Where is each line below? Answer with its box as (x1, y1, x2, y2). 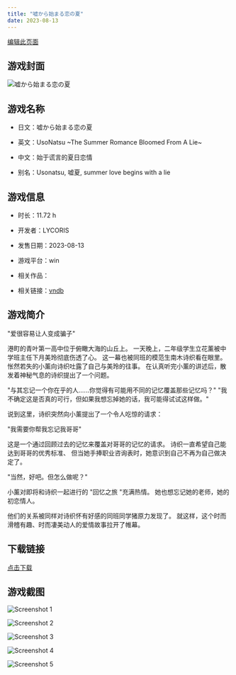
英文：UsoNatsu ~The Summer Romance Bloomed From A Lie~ (17, 138, 203, 147)
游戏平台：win (17, 256, 60, 264)
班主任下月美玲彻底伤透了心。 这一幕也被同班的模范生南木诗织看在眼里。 (13, 353, 227, 361)
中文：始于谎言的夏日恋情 (17, 153, 93, 161)
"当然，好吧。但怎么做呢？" (7, 472, 89, 481)
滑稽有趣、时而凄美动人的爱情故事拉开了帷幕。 (7, 520, 144, 528)
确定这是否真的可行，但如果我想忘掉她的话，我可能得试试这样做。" (13, 395, 209, 403)
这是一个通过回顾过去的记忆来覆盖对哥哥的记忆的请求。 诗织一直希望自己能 (7, 440, 227, 448)
